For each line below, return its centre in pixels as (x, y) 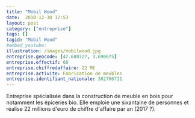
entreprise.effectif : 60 (37, 62)
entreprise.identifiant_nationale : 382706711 (64, 79)
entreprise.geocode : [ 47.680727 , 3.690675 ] (62, 57)
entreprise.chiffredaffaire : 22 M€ (51, 68)
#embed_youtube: (26, 46)
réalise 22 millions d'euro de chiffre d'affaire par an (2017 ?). (81, 109)
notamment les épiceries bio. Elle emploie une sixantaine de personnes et (97, 102)
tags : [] (17, 34)
